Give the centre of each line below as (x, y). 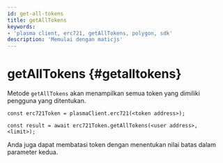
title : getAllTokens (37, 20)
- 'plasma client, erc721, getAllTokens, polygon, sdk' (90, 33)
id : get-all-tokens (36, 14)
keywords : (22, 26)
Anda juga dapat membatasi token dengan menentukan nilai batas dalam (111, 145)
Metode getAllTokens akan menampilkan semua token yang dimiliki (104, 93)
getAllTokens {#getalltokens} (94, 74)
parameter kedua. (33, 152)
